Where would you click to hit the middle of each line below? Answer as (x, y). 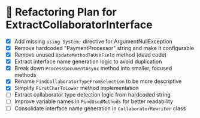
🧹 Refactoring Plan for (61, 12)
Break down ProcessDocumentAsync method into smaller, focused (93, 69)
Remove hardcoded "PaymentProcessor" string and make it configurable (104, 48)
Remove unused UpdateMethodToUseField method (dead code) (90, 55)
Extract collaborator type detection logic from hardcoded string (93, 95)
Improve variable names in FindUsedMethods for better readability (94, 101)
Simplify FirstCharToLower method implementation (76, 88)
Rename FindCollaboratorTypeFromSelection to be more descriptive (98, 81)
